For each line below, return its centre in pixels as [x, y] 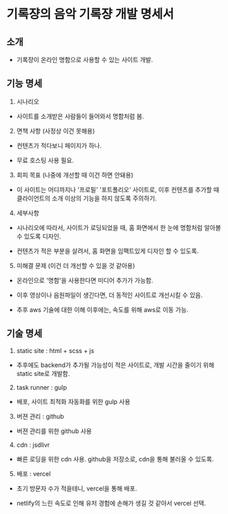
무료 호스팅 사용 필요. [45, 160]
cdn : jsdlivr [33, 445]
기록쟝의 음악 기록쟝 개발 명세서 [90, 14]
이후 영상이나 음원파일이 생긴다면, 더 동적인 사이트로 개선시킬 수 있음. [110, 295]
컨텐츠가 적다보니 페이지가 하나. [59, 145]
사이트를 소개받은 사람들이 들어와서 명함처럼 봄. [80, 116]
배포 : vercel [34, 473]
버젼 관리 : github [40, 416]
